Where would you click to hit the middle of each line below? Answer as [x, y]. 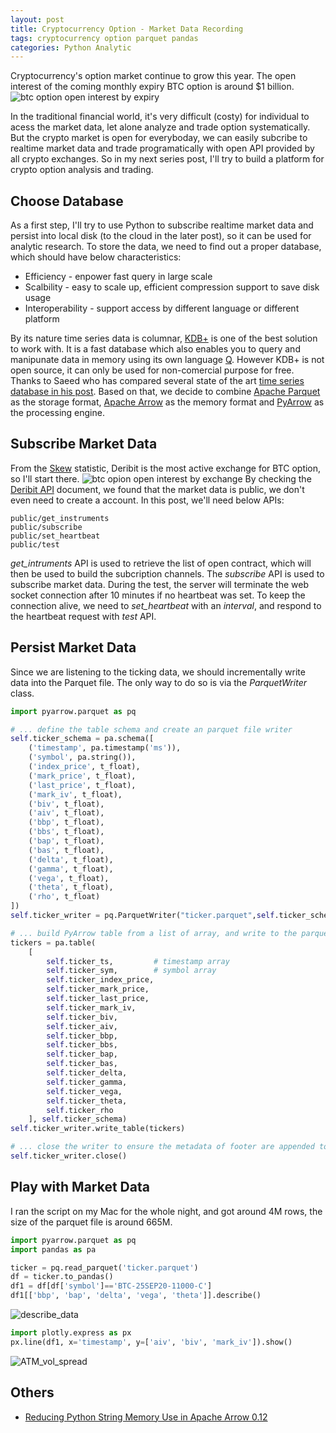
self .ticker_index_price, [100, 980]
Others [32, 1392]
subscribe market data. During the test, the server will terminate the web [160, 584]
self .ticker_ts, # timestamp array [138, 961]
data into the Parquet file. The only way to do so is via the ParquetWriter [158, 682]
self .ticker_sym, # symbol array [131, 971]
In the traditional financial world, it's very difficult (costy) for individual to [160, 117]
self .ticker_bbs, [82, 1045]
